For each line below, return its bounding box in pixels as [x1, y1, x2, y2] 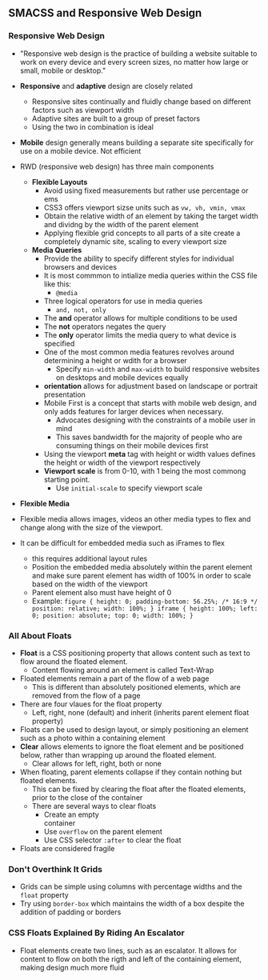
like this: [43, 279, 72, 289]
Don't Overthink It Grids [8, 863, 102, 874]
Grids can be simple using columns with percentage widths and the [19, 882, 242, 891]
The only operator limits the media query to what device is [43, 330, 237, 339]
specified [43, 338, 75, 348]
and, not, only [55, 306, 106, 314]
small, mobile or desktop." [19, 66, 106, 75]
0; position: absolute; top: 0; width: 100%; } [31, 611, 194, 619]
